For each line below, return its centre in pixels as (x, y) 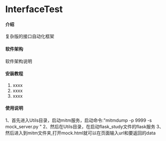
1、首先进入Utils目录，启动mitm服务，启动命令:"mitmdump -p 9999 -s (79, 120)
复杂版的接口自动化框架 (30, 36)
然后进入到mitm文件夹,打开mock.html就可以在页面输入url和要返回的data (80, 133)
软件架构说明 (19, 61)
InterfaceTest (34, 9)
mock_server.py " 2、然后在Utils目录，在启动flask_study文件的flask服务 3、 (85, 127)
